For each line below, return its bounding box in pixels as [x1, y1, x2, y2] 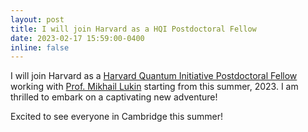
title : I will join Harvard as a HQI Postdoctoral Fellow [10, 24, 257, 34]
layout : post [10, 14, 65, 25]
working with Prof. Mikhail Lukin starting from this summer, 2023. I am [10, 81, 299, 93]
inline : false [10, 42, 70, 53]
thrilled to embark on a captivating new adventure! [10, 91, 218, 103]
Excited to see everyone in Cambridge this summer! [10, 111, 223, 123]
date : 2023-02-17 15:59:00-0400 [10, 33, 145, 43]
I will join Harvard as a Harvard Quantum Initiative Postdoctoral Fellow [10, 70, 298, 82]
